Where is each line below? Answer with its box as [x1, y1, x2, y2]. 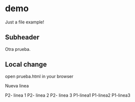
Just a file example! [5, 19, 44, 25]
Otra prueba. [5, 46, 31, 52]
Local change [5, 61, 47, 69]
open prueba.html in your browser [5, 73, 74, 79]
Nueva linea [5, 82, 29, 88]
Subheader [5, 33, 40, 41]
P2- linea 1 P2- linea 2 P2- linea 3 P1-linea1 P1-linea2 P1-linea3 [5, 92, 131, 98]
